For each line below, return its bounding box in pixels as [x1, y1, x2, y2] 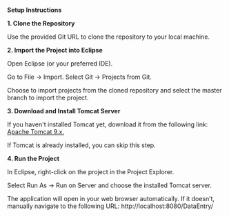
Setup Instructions [7, 6, 62, 14]
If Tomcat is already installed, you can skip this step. [7, 141, 157, 149]
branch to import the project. [7, 93, 89, 102]
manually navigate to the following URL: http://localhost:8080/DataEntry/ [7, 202, 214, 210]
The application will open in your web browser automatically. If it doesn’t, [7, 195, 215, 202]
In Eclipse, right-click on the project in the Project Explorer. [7, 168, 175, 176]
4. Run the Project [7, 155, 60, 162]
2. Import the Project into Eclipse [7, 46, 103, 54]
